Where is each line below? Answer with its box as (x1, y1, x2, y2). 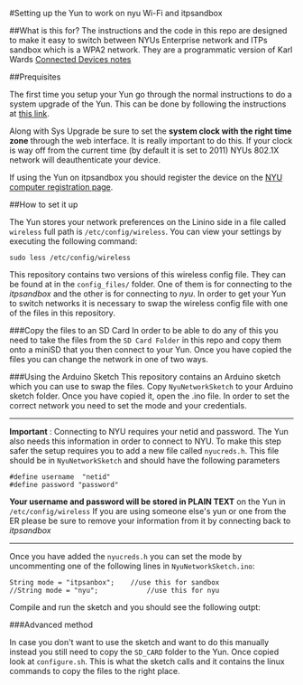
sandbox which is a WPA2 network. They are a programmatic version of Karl (9, 44, 293, 55)
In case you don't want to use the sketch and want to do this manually (9, 637, 270, 647)
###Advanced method (9, 619, 93, 630)
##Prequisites (9, 71, 61, 82)
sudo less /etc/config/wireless (9, 253, 131, 262)
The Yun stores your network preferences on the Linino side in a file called (9, 217, 287, 227)
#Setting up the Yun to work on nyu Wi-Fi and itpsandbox (9, 8, 223, 18)
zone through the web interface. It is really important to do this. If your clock (9, 136, 293, 145)
